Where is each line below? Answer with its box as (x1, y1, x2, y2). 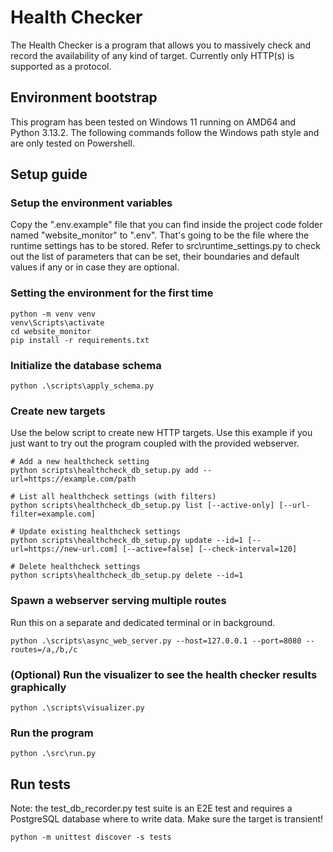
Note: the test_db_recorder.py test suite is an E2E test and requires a (10, 802, 293, 815)
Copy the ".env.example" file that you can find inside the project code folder (10, 219, 323, 231)
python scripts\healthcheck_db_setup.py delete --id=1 (10, 571, 244, 581)
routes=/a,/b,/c (10, 644, 78, 655)
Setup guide (10, 166, 88, 183)
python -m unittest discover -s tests (10, 832, 172, 843)
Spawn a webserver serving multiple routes (10, 594, 227, 608)
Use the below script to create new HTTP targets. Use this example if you (10, 427, 313, 439)
